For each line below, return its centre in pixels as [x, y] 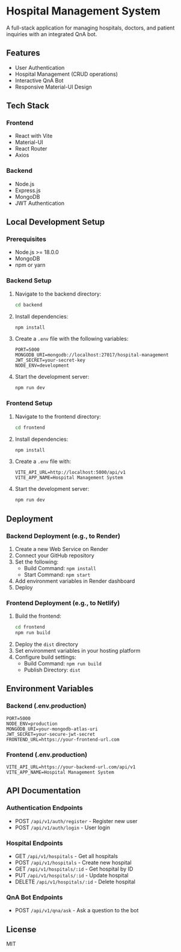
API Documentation [44, 791]
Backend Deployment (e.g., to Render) [63, 536]
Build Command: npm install [60, 568]
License [21, 929]
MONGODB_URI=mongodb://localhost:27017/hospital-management [92, 355]
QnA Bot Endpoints [35, 897]
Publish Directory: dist [52, 670]
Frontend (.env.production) [47, 754]
